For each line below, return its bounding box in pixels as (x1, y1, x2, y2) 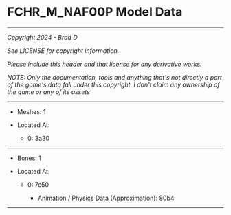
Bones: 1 (16, 154, 41, 162)
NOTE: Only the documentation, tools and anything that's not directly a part (7, 73, 222, 81)
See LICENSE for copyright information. (7, 46, 120, 55)
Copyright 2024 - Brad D (7, 33, 78, 41)
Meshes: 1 (16, 107, 46, 115)
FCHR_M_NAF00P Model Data (7, 4, 183, 20)
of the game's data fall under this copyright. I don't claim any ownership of (7, 80, 220, 89)
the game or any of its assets (7, 87, 91, 96)
